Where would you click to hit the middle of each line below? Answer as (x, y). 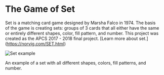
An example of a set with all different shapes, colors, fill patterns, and (76, 63)
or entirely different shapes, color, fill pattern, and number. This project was (82, 33)
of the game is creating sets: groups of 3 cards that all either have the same (82, 28)
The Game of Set (40, 9)
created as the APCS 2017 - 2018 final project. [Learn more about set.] (77, 38)
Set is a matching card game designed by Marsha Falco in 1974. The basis (80, 23)
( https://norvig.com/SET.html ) (35, 43)
